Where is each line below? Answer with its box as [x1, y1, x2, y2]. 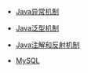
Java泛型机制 [15, 24, 60, 33]
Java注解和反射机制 [15, 40, 80, 49]
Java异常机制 [15, 7, 60, 16]
